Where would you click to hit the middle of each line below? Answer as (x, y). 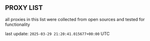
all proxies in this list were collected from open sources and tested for (75, 19)
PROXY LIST (24, 8)
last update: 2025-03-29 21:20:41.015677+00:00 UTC (57, 33)
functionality (18, 24)
